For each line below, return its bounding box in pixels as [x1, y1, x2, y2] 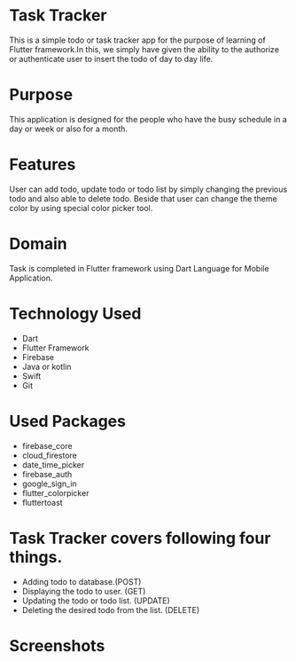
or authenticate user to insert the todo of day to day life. [9, 53, 214, 64]
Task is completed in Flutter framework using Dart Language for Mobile [9, 263, 269, 273]
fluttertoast [21, 497, 64, 508]
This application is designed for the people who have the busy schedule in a [9, 114, 288, 124]
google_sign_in [21, 478, 77, 489]
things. [9, 547, 63, 567]
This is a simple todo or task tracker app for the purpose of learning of [9, 35, 266, 45]
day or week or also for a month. [9, 123, 129, 134]
